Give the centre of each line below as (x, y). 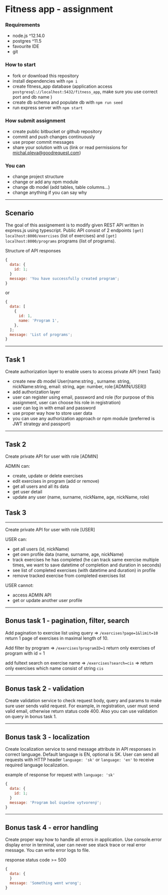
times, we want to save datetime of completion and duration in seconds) (87, 565)
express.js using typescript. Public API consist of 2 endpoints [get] (74, 230)
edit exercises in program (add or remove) (56, 481)
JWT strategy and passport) (41, 424)
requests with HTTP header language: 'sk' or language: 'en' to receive (80, 760)
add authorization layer (36, 392)
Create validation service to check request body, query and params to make (83, 701)
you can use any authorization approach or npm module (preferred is (83, 419)
